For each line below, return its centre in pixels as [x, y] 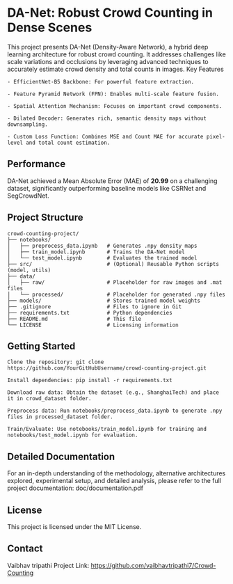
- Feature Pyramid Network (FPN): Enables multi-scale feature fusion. [113, 94]
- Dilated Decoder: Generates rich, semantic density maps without [107, 118]
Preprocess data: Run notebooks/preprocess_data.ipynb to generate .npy [115, 411]
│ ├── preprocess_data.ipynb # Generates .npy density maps [102, 246]
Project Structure [45, 218]
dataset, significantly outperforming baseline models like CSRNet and [107, 188]
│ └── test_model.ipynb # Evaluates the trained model [102, 258]
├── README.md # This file [74, 319]
